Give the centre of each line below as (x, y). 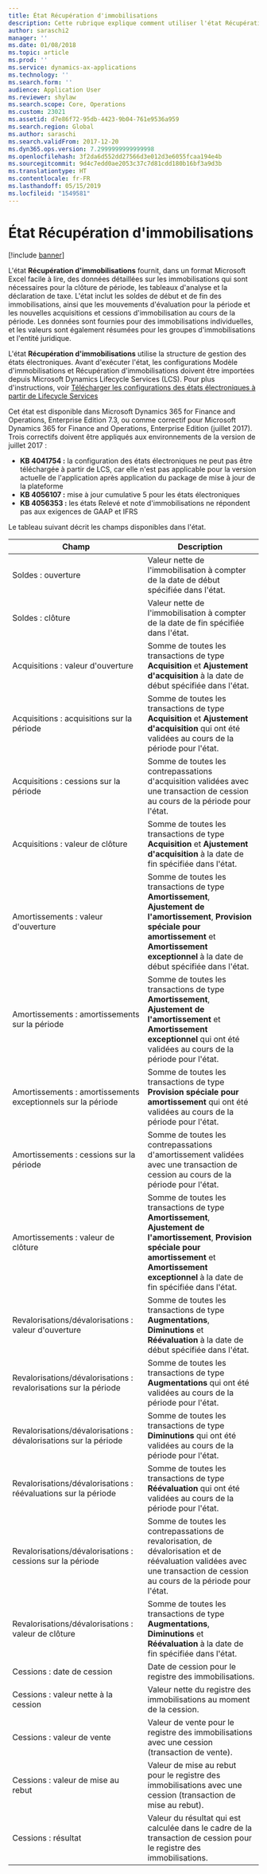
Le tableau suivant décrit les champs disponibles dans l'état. (107, 527)
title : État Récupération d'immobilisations (83, 16)
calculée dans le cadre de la (200, 1828)
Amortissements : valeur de (64, 1237)
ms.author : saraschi (43, 134)
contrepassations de (186, 1531)
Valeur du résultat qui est (194, 1817)
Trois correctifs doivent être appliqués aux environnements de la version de (132, 437)
